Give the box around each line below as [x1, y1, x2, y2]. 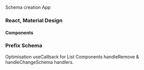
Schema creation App [5, 5, 51, 10]
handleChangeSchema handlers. [5, 59, 74, 65]
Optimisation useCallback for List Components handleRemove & [5, 53, 139, 60]
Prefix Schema [5, 42, 42, 49]
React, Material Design [5, 17, 63, 24]
